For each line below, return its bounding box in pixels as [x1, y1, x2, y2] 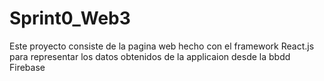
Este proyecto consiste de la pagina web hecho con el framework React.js [9, 40, 315, 52]
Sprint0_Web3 [9, 7, 131, 30]
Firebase [9, 61, 46, 73]
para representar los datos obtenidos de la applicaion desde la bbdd [9, 50, 291, 62]
